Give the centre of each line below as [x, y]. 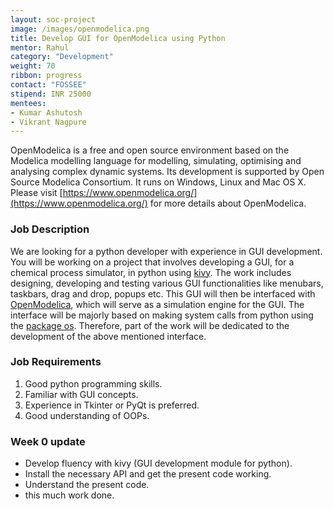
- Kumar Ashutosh [46, 112]
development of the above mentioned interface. [108, 336]
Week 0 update [48, 441]
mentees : [28, 103]
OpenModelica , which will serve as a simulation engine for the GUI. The [157, 304]
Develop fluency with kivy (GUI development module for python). [158, 463]
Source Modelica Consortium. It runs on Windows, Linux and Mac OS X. [158, 182]
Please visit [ [36, 193]
